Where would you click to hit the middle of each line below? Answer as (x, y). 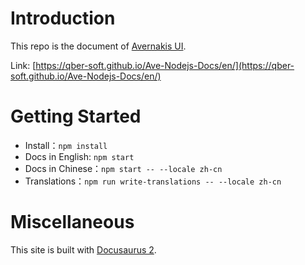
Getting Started (76, 116)
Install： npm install (66, 145)
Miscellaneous (72, 222)
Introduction (63, 18)
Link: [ (23, 65)
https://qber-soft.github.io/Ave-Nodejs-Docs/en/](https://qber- (165, 65)
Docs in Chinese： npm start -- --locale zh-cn (123, 168)
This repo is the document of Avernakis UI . (98, 46)
